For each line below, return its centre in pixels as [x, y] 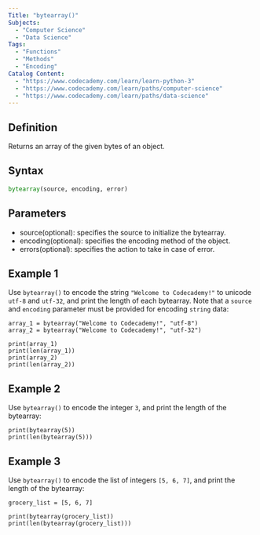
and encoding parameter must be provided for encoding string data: [119, 309]
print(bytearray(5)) [42, 431]
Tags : [17, 45]
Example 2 [34, 389]
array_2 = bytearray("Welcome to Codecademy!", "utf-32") [105, 330]
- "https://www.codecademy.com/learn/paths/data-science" [112, 96]
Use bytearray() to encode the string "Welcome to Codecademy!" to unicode [130, 293]
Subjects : [24, 23]
